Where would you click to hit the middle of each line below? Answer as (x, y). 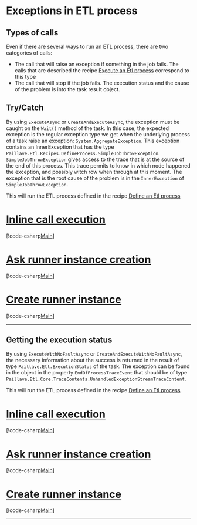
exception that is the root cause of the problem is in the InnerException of (95, 178)
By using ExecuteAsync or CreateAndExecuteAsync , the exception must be (93, 122)
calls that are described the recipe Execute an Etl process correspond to (102, 71)
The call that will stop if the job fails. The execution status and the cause (102, 83)
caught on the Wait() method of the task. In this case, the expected (87, 128)
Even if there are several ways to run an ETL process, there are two (87, 46)
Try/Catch (25, 108)
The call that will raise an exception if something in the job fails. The (96, 64)
